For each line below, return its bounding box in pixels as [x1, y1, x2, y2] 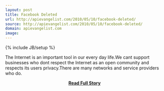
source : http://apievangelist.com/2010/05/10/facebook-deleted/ [5, 21, 143, 27]
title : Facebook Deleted [5, 12, 57, 17]
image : [5, 31, 19, 36]
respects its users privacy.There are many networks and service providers [5, 65, 159, 71]
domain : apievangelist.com [5, 26, 62, 31]
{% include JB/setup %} [5, 45, 55, 50]
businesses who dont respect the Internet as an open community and [5, 60, 149, 65]
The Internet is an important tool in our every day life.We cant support [5, 54, 150, 60]
